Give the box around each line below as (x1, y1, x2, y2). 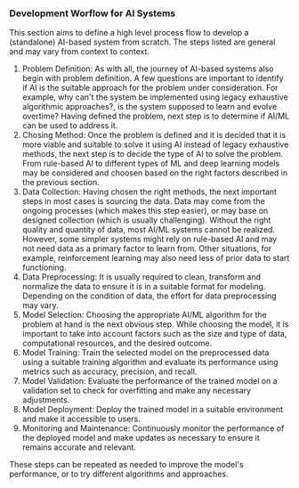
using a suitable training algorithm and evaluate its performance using (21, 357, 279, 368)
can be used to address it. (21, 120, 118, 131)
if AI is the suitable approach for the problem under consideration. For (21, 83, 279, 94)
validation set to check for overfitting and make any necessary (21, 386, 252, 396)
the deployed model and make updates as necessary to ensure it (21, 433, 260, 443)
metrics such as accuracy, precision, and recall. (21, 366, 198, 377)
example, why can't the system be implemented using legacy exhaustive (21, 92, 288, 102)
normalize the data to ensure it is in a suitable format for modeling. (21, 281, 266, 292)
